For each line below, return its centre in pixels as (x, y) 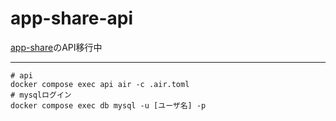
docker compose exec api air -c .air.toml (100, 84)
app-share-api (72, 18)
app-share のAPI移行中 (56, 47)
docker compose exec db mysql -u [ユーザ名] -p (108, 105)
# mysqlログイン (41, 95)
